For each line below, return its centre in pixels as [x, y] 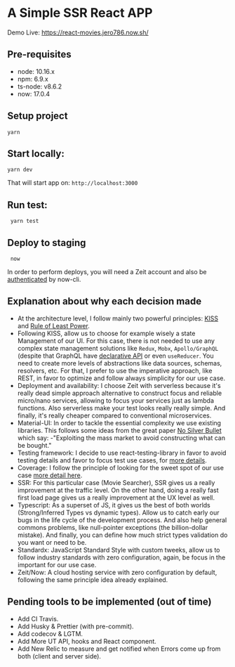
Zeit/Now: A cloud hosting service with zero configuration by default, [117, 572]
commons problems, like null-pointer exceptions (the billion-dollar [113, 527]
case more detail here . [50, 475]
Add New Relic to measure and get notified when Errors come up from [119, 649]
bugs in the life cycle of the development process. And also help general [122, 520]
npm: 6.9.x [33, 79]
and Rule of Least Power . [53, 325]
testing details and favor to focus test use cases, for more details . [112, 460]
